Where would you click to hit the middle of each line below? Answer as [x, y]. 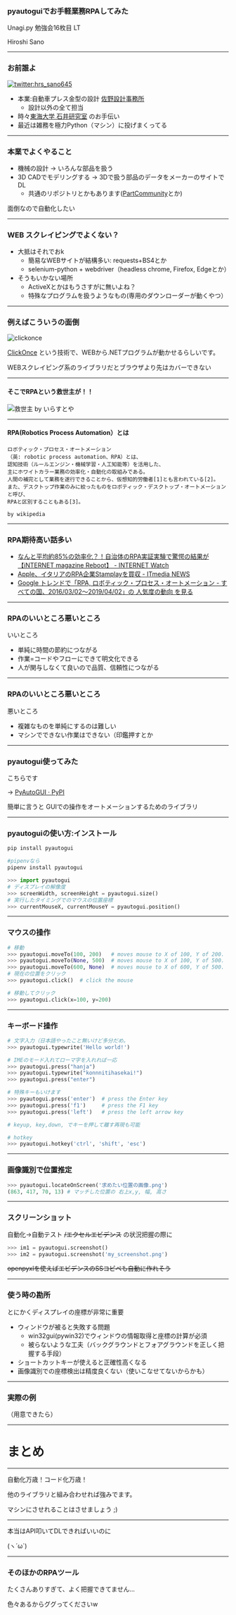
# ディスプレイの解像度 [37, 887]
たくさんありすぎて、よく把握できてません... [71, 1589]
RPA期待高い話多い [40, 539]
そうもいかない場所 [45, 278]
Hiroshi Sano [26, 42]
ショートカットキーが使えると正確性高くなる [82, 1362]
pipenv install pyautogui [45, 868]
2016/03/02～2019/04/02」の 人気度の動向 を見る [120, 592]
